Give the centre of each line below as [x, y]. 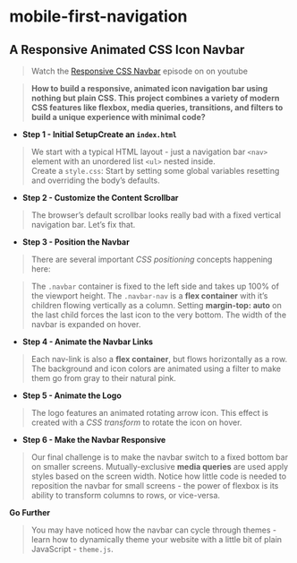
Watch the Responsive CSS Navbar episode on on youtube [140, 71]
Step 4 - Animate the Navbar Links [88, 342]
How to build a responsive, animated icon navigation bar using [149, 88]
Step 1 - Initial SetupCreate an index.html [99, 134]
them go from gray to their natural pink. [103, 378]
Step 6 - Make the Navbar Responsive [94, 440]
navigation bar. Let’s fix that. [83, 225]
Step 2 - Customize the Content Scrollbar [100, 198]
